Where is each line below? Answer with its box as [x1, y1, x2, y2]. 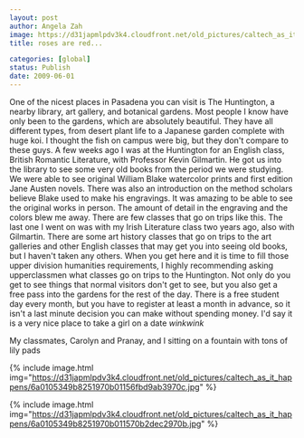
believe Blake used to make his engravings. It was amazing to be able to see [9, 192, 293, 204]
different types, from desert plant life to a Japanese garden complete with [9, 125, 285, 136]
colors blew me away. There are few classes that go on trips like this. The [9, 212, 283, 223]
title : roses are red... [9, 38, 103, 48]
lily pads [9, 345, 41, 356]
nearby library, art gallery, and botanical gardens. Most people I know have [9, 106, 290, 117]
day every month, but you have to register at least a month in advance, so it [9, 298, 291, 309]
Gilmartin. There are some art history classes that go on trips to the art [9, 231, 272, 242]
